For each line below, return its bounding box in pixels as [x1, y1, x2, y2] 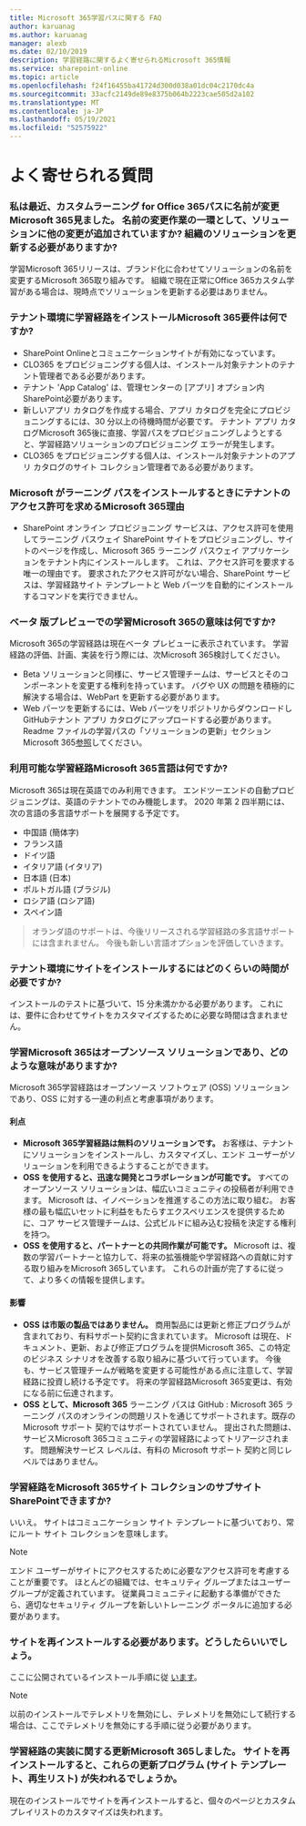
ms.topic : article [9, 73, 79, 82]
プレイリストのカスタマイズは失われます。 [9, 1806, 168, 1817]
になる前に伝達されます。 [22, 1387, 118, 1398]
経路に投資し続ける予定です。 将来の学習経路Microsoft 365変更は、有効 [22, 1376, 293, 1387]
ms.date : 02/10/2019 [9, 47, 88, 56]
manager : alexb [9, 38, 67, 48]
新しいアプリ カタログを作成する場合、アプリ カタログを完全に [22, 404, 260, 415]
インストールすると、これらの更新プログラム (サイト [9, 1759, 239, 1771]
